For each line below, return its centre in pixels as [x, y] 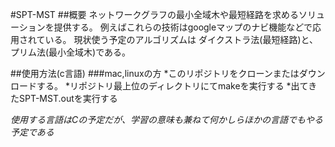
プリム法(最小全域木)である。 [71, 52]
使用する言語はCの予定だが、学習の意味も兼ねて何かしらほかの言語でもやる [166, 119]
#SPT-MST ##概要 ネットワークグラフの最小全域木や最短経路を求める [154, 14]
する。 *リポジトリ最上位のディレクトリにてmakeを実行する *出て [172, 86]
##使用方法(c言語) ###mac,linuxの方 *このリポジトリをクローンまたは [155, 73]
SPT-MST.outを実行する [68, 98]
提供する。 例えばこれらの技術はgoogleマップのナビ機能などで [183, 27]
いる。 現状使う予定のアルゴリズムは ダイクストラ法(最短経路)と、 [181, 39]
